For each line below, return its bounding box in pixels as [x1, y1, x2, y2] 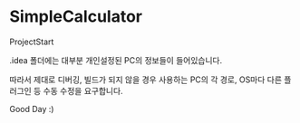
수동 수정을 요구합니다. [43, 85, 124, 96]
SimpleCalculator [9, 6, 143, 27]
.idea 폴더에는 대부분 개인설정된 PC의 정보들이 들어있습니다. [9, 54, 223, 65]
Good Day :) [9, 103, 54, 114]
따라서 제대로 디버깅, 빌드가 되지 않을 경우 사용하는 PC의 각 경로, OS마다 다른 [9, 74, 283, 85]
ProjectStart [9, 36, 54, 47]
